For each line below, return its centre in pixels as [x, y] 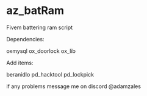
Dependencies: [25, 39]
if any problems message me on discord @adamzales [74, 86]
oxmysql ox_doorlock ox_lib [41, 51]
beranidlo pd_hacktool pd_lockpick [50, 74]
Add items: [20, 63]
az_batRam [35, 11]
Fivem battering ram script [40, 27]
